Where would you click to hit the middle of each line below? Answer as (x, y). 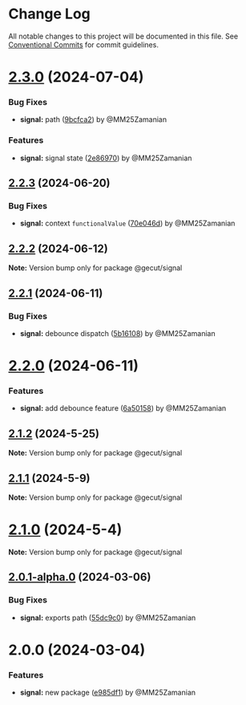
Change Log (49, 14)
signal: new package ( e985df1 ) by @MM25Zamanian (108, 693)
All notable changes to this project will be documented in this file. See (123, 36)
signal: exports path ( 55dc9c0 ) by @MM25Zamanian (108, 618)
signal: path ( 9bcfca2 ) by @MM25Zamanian (93, 120)
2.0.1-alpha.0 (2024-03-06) (80, 577)
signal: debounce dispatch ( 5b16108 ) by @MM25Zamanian (117, 333)
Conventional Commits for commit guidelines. (83, 44)
